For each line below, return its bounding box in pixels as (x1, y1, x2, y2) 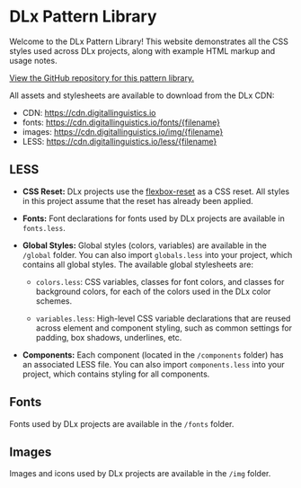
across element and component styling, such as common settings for (35, 322, 293, 333)
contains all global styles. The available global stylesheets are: (22, 259, 254, 270)
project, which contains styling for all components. (22, 368, 210, 379)
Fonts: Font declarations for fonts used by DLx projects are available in (22, 213, 286, 224)
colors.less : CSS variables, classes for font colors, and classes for (35, 276, 285, 287)
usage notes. (9, 55, 58, 66)
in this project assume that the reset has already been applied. (22, 195, 253, 206)
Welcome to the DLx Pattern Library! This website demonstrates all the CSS (9, 36, 289, 47)
